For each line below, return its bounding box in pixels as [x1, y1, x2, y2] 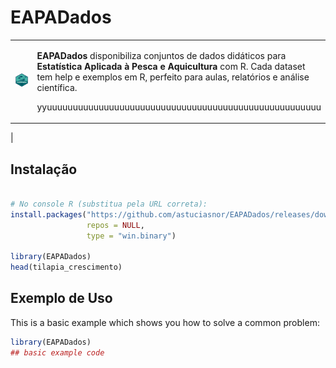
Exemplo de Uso [10, 290, 113, 307]
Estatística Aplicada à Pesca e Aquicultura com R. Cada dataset [36, 60, 306, 72]
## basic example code [10, 347, 105, 358]
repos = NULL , [86, 220, 145, 230]
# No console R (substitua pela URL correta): [10, 199, 208, 209]
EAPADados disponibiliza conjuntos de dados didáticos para [36, 49, 287, 61]
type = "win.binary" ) [86, 231, 177, 241]
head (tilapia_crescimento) [10, 262, 123, 273]
